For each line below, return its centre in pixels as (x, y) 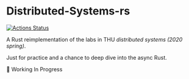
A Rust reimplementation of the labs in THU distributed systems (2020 (94, 39)
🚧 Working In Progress (34, 69)
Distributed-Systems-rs (68, 11)
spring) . (16, 46)
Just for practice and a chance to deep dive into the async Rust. (87, 57)
